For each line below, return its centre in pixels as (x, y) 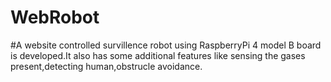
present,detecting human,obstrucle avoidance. (106, 66)
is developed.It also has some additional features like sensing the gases (158, 55)
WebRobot (55, 17)
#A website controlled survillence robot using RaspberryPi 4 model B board (166, 45)
